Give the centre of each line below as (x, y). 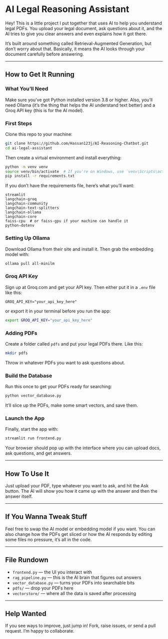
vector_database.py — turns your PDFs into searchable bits (73, 582)
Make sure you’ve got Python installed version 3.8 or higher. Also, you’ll (79, 100)
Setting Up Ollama (27, 238)
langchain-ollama (23, 212)
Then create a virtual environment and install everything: (63, 157)
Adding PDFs (21, 333)
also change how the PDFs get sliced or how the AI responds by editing (79, 534)
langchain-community (27, 204)
